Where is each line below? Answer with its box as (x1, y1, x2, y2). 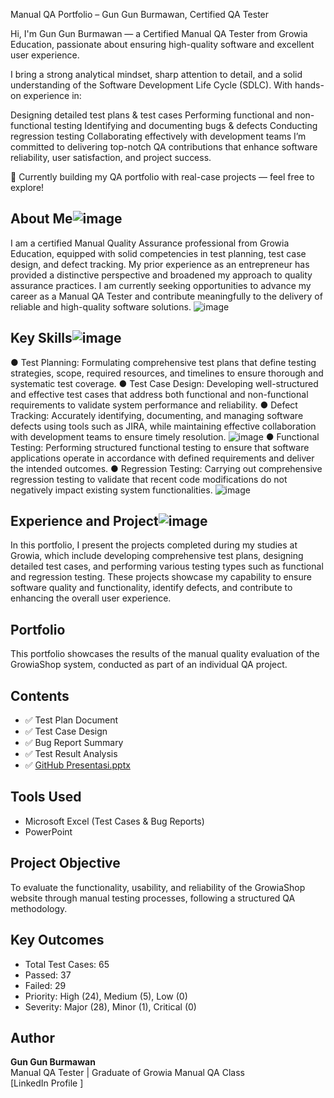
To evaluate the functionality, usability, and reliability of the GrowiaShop (10, 881, 306, 893)
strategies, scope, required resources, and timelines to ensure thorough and (10, 367, 324, 379)
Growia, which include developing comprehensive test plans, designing (10, 550, 304, 562)
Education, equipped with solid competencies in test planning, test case (10, 247, 307, 259)
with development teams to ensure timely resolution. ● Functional (10, 430, 320, 443)
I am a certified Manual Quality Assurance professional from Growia (10, 237, 290, 249)
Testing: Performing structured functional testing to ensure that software (10, 441, 310, 453)
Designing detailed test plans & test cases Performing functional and (10, 109, 293, 121)
